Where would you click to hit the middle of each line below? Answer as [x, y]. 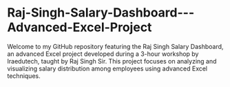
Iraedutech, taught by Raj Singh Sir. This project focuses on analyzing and [112, 61]
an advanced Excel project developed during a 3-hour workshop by [103, 54]
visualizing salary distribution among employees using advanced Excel [107, 68]
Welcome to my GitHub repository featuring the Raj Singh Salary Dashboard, [115, 46]
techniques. [24, 76]
